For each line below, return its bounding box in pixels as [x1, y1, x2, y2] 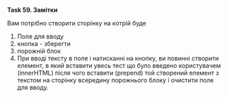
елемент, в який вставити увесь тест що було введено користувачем [16, 62, 221, 69]
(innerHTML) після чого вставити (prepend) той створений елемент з [16, 69, 219, 77]
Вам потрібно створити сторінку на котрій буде [7, 19, 146, 27]
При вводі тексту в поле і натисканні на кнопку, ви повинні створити [16, 54, 219, 62]
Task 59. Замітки [7, 6, 58, 14]
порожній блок [16, 47, 61, 55]
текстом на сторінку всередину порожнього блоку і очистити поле [16, 76, 214, 84]
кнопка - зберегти [16, 40, 71, 47]
